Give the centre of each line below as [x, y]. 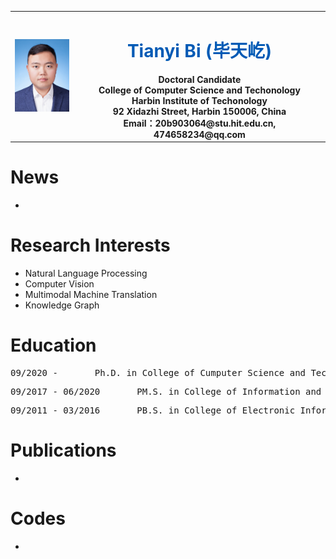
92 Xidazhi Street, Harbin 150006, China [199, 111]
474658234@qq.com [199, 134]
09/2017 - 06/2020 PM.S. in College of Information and [166, 391]
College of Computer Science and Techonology [199, 90]
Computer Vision [59, 284]
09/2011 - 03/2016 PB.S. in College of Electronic [153, 410]
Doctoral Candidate [200, 79]
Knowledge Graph [62, 305]
